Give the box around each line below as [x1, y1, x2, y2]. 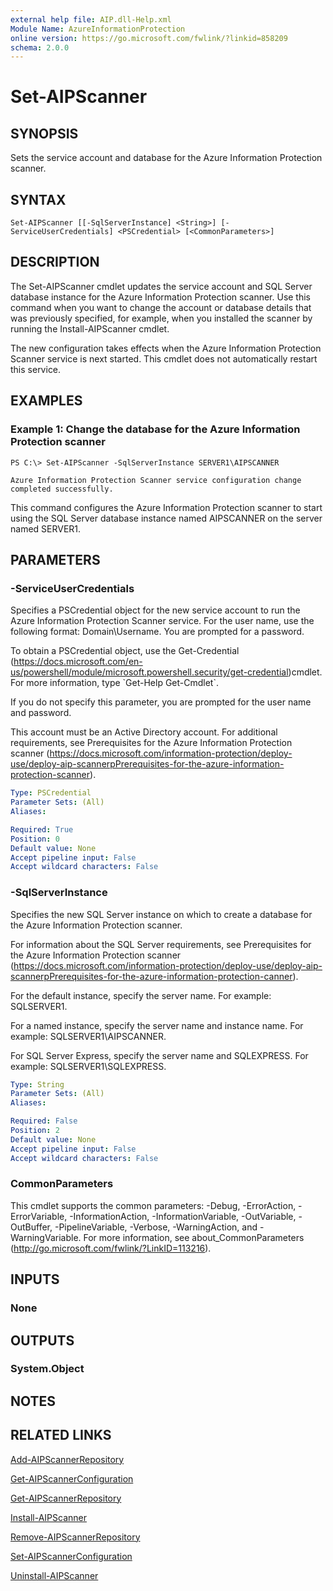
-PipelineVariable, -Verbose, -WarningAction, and [54, 1221, 258, 1233]
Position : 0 [10, 834, 60, 844]
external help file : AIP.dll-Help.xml [10, 14, 172, 25]
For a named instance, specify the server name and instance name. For [10, 1019, 304, 1031]
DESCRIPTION [10, 254, 100, 271]
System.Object [10, 1362, 85, 1376]
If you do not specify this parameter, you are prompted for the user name [10, 696, 312, 708]
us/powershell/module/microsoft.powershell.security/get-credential [10, 666, 289, 678]
